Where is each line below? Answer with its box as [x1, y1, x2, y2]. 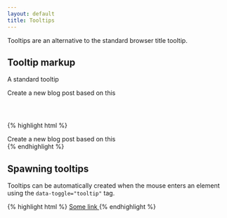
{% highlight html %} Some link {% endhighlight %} [7, 203, 156, 211]
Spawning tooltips [7, 162, 89, 174]
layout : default [7, 10, 55, 18]
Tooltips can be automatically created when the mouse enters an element [7, 181, 220, 190]
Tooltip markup [7, 56, 76, 68]
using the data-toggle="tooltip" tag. [7, 189, 115, 198]
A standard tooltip [7, 75, 60, 84]
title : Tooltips [7, 17, 55, 24]
